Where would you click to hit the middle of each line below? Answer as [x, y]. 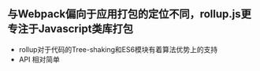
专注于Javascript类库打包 [71, 29]
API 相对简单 [39, 59]
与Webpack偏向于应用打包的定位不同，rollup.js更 [129, 14]
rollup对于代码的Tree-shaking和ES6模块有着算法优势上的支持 [118, 49]
